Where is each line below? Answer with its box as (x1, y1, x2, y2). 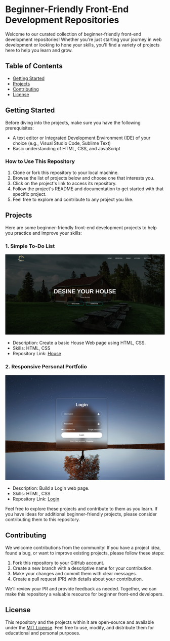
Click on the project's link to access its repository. (12, 180, 117, 186)
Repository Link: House (12, 351, 62, 357)
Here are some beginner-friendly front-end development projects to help (5, 224, 157, 231)
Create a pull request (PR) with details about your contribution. (12, 576, 143, 582)
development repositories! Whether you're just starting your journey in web (5, 36, 162, 42)
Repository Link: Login (12, 496, 60, 502)
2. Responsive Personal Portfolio (5, 363, 87, 370)
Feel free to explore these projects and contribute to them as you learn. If (5, 505, 158, 511)
